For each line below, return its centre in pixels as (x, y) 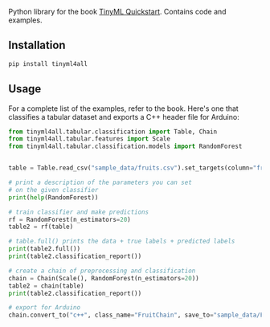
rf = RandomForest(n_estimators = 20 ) (70, 219)
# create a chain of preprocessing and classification (102, 271)
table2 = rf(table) (41, 227)
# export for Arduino (45, 308)
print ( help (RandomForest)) (53, 197)
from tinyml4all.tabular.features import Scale (90, 139)
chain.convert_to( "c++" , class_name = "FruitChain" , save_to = (111, 315)
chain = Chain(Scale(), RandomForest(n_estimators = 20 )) (104, 278)
